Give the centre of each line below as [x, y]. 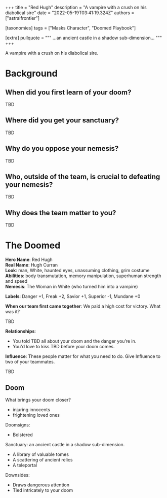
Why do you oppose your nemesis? [62, 148]
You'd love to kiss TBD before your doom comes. [64, 347]
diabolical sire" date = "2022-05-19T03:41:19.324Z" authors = [70, 13]
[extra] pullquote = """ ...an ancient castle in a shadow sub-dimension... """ [84, 38]
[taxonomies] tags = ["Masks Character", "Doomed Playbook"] [71, 28]
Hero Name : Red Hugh [29, 260]
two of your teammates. [30, 362]
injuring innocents [31, 410]
